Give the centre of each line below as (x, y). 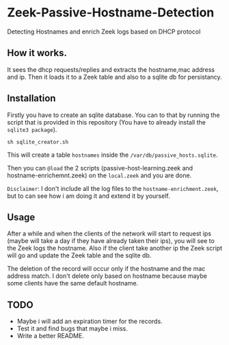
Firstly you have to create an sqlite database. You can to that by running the (113, 115)
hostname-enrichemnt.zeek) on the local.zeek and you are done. (99, 175)
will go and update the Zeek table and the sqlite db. (79, 255)
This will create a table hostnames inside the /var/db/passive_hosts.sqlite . (112, 155)
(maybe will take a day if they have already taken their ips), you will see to (111, 241)
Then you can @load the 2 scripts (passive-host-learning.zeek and (100, 168)
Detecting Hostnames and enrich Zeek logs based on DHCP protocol (104, 31)
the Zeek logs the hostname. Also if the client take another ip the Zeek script (115, 248)
